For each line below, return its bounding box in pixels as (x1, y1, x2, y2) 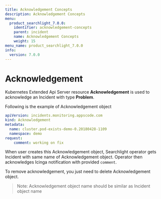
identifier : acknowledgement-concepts (14, 25, 92, 30)
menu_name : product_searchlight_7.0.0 (5, 43, 83, 48)
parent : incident (14, 30, 49, 34)
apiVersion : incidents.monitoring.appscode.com (5, 113, 103, 118)
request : (5, 135, 23, 141)
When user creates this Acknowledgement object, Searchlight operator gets (5, 149, 157, 155)
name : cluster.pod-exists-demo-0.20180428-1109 (9, 127, 107, 132)
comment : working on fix (14, 140, 64, 145)
